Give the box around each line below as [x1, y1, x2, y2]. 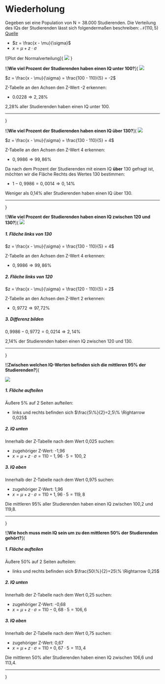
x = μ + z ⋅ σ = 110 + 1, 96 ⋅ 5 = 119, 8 [12, 491, 85, 497]
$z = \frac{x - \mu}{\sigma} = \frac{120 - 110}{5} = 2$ [5, 286, 114, 292]
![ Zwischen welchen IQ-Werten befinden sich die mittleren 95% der [5, 362, 146, 368]
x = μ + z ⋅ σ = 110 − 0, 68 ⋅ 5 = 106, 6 [12, 606, 87, 612]
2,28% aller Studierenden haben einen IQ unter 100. [5, 103, 110, 109]
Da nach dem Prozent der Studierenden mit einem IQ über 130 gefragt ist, [5, 166, 155, 171]
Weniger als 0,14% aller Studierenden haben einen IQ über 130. [5, 190, 133, 196]
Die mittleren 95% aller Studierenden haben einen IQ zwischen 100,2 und [5, 501, 153, 507]
